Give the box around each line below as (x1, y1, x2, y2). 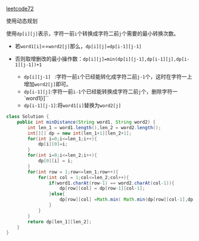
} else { (48, 191, 66, 197)
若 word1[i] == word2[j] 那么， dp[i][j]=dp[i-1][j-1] (14, 43, 142, 49)
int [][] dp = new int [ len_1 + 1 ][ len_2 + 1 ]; (27, 130, 132, 136)
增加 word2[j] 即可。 (23, 80, 71, 87)
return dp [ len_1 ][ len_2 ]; (27, 218, 92, 225)
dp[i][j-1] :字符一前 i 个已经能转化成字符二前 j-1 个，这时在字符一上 (23, 73, 192, 80)
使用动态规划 (6, 17, 38, 24)
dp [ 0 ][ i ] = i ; (38, 158, 73, 164)
